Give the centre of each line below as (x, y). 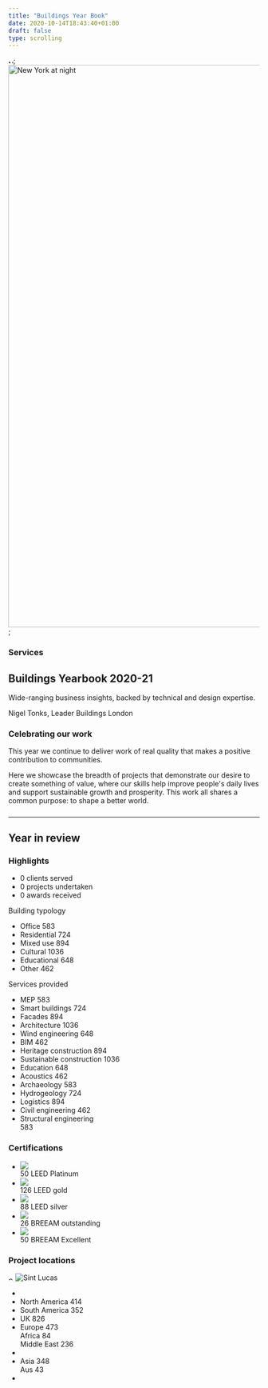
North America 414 (51, 1302)
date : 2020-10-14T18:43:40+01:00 (64, 23)
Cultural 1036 (42, 952)
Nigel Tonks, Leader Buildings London (71, 713)
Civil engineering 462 (55, 1110)
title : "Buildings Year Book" (59, 16)
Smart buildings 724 (53, 1008)
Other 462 (37, 969)
